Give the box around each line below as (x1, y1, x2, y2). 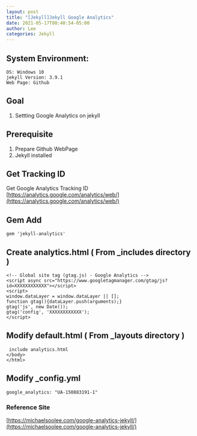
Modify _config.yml (6, 373, 81, 384)
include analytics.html (8, 346, 68, 353)
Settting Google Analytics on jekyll (14, 112, 100, 119)
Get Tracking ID (6, 169, 65, 179)
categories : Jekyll (6, 31, 55, 37)
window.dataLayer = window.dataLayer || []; (6, 293, 120, 299)
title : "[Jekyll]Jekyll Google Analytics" (6, 14, 114, 20)
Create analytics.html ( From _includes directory (6, 247, 191, 257)
